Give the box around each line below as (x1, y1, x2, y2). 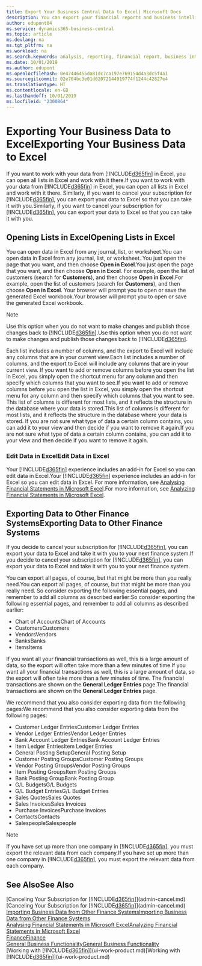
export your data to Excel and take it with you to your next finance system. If (6, 550, 194, 557)
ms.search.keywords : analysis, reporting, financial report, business (6, 54, 187, 60)
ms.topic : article (6, 31, 52, 37)
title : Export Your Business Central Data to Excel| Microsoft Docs (6, 8, 182, 15)
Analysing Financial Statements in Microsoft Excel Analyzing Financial (6, 921, 178, 929)
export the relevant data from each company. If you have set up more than (6, 849, 189, 856)
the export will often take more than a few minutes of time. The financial (6, 674, 185, 682)
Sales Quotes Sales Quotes (14, 794, 81, 801)
